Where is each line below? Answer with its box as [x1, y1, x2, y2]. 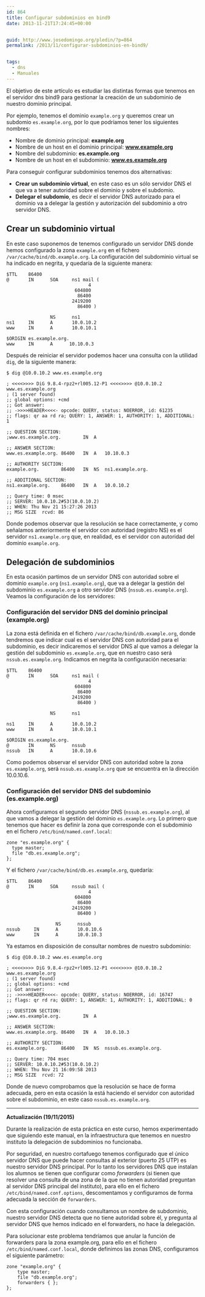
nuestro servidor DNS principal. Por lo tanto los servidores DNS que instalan [6, 1163, 198, 1170]
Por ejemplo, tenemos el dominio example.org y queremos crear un [6, 111, 174, 119]
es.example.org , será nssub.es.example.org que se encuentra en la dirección [6, 765, 199, 772]
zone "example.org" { [6, 1263, 62, 1269]
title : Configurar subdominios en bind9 [6, 15, 111, 21]
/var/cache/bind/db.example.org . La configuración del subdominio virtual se [6, 253, 198, 260]
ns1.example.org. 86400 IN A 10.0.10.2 [6, 482, 130, 488]
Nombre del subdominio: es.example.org [15, 149, 120, 157]
